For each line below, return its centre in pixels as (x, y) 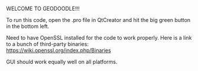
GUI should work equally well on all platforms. (62, 62)
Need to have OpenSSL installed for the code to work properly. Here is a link (99, 38)
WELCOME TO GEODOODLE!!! (43, 9)
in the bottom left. (28, 26)
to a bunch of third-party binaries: (47, 44)
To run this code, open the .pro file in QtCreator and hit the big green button (98, 20)
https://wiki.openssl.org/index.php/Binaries (59, 50)
